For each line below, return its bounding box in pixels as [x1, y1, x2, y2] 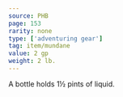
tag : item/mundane [8, 42, 70, 50]
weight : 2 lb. [8, 57, 57, 65]
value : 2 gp [8, 49, 49, 57]
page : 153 [8, 19, 42, 27]
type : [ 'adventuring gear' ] [8, 34, 104, 43]
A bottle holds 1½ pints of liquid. [8, 78, 115, 89]
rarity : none [8, 27, 53, 35]
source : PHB [8, 11, 49, 20]
